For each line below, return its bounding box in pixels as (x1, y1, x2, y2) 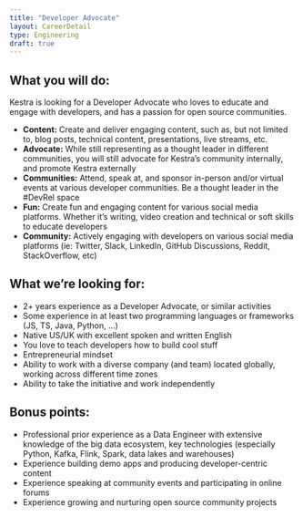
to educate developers (22, 221, 107, 233)
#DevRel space (22, 192, 80, 203)
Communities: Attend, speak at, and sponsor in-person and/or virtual (22, 172, 284, 183)
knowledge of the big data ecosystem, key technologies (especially (22, 439, 276, 450)
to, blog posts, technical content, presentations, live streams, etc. (22, 134, 268, 145)
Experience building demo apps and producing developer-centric (22, 458, 268, 469)
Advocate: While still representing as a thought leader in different (22, 143, 269, 155)
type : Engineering (9, 30, 79, 39)
